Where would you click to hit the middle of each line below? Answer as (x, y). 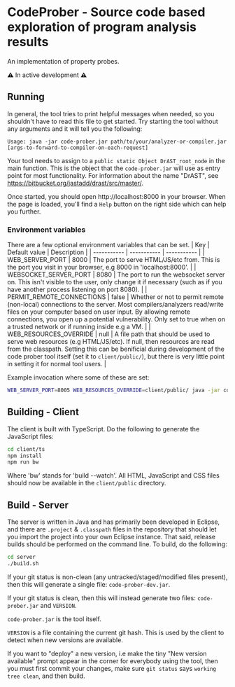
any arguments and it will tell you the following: (75, 129)
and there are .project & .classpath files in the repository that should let (112, 529)
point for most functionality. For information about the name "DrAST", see (113, 175)
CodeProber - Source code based (106, 12)
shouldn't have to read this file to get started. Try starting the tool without (113, 121)
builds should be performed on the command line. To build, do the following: (117, 544)
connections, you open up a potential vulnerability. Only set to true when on (116, 319)
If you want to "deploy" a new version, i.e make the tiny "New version (107, 653)
